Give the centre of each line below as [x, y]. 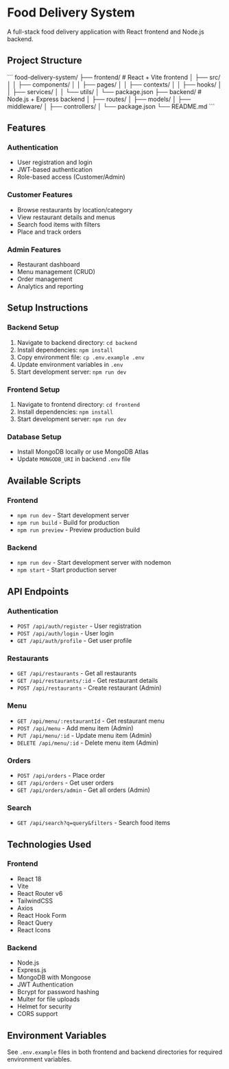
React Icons [34, 930]
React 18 [29, 879]
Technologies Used [49, 844]
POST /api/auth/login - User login [65, 633]
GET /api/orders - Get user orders [65, 783]
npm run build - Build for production [68, 522]
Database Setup [34, 436]
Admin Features [34, 249]
